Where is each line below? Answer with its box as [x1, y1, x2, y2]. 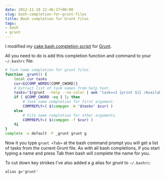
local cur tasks [14, 76, 48, 81]
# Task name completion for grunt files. [5, 67, 91, 72]
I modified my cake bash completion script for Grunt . [5, 44, 112, 49]
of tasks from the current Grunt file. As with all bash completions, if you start [5, 145, 160, 151]
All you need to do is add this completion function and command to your [5, 53, 151, 59]
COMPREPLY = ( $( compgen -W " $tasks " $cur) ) [23, 104, 113, 109]
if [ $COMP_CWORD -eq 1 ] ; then [14, 95, 80, 100]
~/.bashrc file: [5, 58, 34, 64]
